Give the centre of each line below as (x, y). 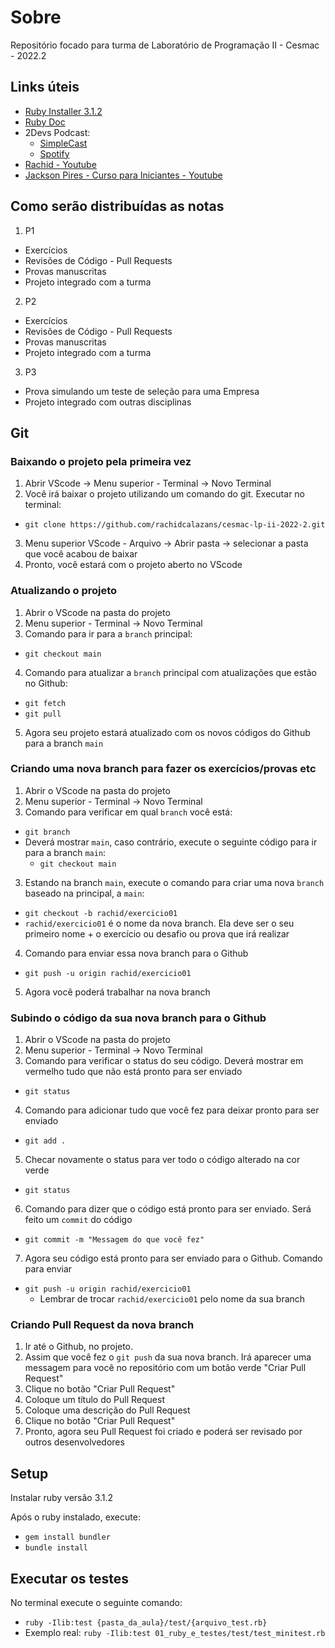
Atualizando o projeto (64, 591)
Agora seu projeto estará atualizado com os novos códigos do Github (167, 732)
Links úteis (45, 87)
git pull (43, 714)
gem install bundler (67, 1537)
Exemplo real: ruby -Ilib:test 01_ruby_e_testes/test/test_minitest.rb (175, 1633)
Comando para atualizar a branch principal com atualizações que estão (170, 672)
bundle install (56, 1548)
